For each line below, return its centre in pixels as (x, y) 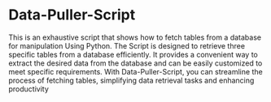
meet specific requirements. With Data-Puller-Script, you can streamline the (135, 71)
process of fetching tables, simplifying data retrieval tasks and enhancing (131, 80)
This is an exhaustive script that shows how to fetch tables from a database (135, 37)
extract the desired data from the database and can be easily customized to (135, 63)
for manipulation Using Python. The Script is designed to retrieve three (127, 45)
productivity (28, 89)
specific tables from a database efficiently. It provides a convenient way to (133, 54)
